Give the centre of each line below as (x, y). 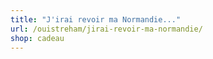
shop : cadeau (37, 38)
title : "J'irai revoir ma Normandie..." (96, 19)
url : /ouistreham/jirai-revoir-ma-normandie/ (106, 29)
